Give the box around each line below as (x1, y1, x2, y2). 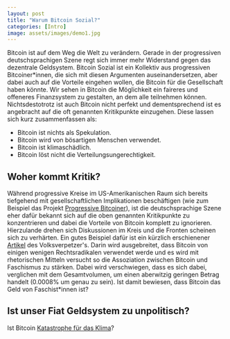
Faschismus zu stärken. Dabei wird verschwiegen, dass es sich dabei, (7, 263, 207, 272)
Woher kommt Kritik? (7, 171, 101, 183)
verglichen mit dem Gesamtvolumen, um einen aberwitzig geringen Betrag (7, 270, 220, 279)
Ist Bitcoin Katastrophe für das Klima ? (7, 324, 114, 332)
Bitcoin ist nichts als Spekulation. (17, 129, 112, 137)
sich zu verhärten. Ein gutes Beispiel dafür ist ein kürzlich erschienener (7, 233, 210, 242)
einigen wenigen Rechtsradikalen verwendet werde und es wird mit (7, 248, 199, 257)
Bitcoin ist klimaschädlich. (17, 143, 91, 151)
